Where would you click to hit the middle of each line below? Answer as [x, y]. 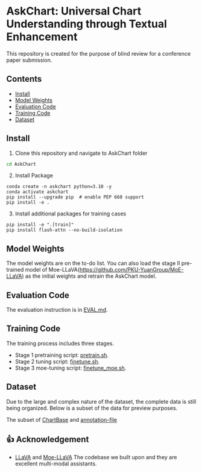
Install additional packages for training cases [71, 214]
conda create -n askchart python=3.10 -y [59, 187]
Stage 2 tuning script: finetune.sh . [57, 361]
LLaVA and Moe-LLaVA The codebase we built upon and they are [96, 457]
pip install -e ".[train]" [40, 225]
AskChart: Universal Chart [74, 11]
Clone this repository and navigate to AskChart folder [81, 153]
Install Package [34, 175]
